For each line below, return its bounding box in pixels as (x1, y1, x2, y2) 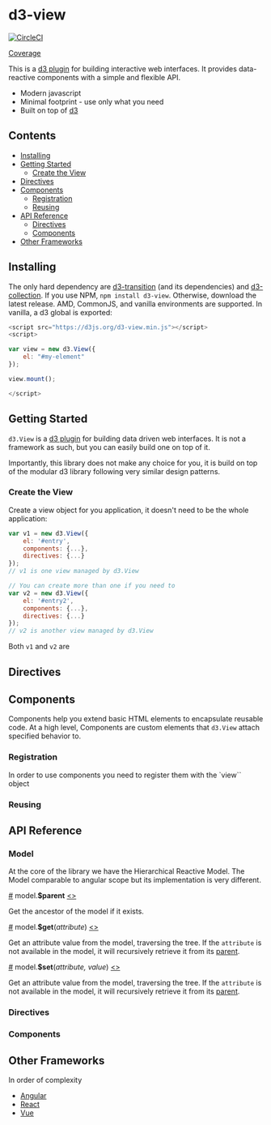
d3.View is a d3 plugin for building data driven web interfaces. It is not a (8, 434, 247, 443)
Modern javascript (19, 88, 82, 98)
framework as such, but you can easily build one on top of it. (8, 442, 210, 451)
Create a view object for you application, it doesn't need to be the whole (8, 505, 249, 515)
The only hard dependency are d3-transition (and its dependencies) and (8, 281, 249, 291)
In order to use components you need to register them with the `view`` (8, 770, 242, 780)
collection (8, 290, 41, 300)
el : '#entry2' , (23, 597, 74, 605)
